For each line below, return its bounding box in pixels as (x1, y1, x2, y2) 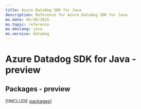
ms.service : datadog (5, 31, 50, 36)
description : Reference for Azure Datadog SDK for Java (5, 12, 128, 17)
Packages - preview (5, 84, 70, 93)
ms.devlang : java (5, 27, 43, 32)
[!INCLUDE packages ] (5, 98, 52, 104)
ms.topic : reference (5, 21, 50, 27)
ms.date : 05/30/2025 (5, 17, 50, 22)
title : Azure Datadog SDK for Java (5, 7, 82, 13)
